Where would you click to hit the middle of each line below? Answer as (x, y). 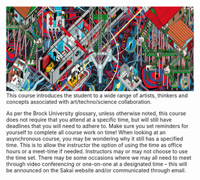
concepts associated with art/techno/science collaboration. (79, 102)
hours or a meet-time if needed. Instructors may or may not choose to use (97, 151)
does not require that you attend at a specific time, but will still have (89, 120)
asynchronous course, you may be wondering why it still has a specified (95, 139)
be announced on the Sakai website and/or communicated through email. (96, 170)
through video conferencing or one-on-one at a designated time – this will (97, 164)
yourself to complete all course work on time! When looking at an (86, 132)
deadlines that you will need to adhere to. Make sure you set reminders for (97, 126)
